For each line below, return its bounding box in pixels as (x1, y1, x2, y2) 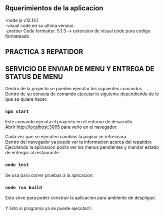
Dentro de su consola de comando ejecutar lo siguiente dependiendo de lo (5, 91, 159, 97)
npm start (5, 108, 29, 114)
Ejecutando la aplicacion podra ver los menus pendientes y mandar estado (5, 144, 159, 150)
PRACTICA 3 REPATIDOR (5, 47, 83, 56)
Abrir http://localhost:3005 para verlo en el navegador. (5, 124, 117, 130)
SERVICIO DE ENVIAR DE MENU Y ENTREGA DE (5, 64, 154, 73)
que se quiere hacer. (5, 96, 47, 102)
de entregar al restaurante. (5, 150, 60, 156)
